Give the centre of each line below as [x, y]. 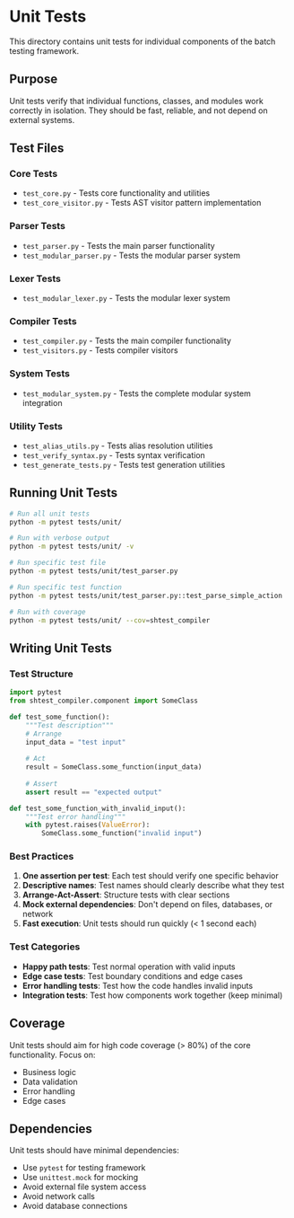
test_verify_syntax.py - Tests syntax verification [114, 455]
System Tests [39, 374]
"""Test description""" [70, 725]
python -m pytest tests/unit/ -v [72, 547]
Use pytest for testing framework [84, 1168]
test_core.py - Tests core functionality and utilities [116, 193]
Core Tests [34, 174]
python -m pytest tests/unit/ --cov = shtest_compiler [110, 620]
